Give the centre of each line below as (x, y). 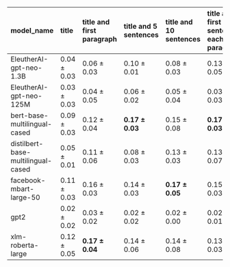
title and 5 (140, 26)
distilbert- (27, 144)
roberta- (25, 245)
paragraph (100, 39)
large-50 (25, 197)
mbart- (22, 189)
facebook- (28, 180)
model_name (32, 30)
